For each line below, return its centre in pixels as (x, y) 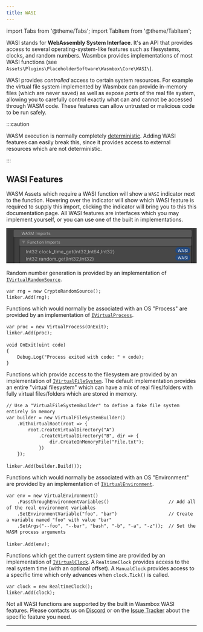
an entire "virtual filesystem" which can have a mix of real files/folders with (100, 387)
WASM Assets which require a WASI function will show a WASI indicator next (101, 194)
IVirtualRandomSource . (34, 279)
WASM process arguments (36, 532)
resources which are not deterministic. (54, 148)
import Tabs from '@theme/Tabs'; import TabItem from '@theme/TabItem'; (99, 31)
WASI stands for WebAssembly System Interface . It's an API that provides (100, 42)
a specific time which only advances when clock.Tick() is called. (88, 575)
